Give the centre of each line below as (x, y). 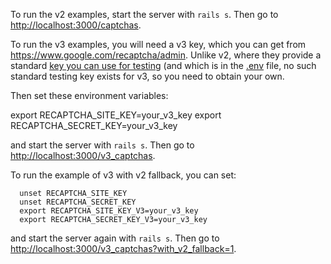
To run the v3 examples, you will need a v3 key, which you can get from (158, 44)
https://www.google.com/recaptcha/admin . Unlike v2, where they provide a (166, 55)
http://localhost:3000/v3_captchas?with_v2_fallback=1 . (123, 248)
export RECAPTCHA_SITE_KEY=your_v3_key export (116, 115)
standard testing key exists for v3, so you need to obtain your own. (147, 76)
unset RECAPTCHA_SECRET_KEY (78, 202)
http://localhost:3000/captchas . (76, 25)
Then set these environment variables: (89, 95)
